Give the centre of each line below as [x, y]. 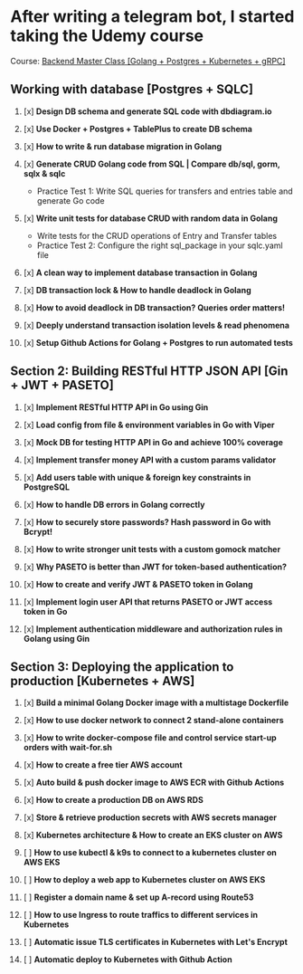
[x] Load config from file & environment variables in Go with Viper [149, 425]
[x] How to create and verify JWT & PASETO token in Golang [138, 584]
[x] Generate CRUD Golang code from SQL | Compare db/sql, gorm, [151, 164]
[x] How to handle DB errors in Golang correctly [114, 504]
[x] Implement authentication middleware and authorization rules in [153, 629]
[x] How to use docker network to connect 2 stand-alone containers [153, 721]
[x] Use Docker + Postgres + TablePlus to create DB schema [137, 129]
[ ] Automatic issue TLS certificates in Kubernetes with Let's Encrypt [156, 942]
